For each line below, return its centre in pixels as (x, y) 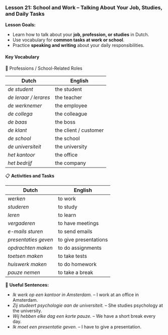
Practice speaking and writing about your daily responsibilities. (78, 45)
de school (19, 138)
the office (66, 154)
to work (67, 198)
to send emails (75, 231)
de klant (17, 130)
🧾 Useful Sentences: (27, 285)
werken (17, 198)
